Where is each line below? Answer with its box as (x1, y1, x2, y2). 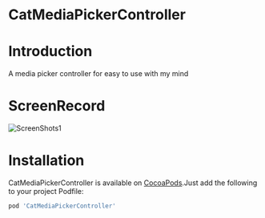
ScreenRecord (8, 97, 106, 115)
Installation (8, 151, 85, 170)
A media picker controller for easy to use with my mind (8, 69, 189, 79)
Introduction (8, 42, 93, 61)
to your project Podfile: (8, 187, 84, 196)
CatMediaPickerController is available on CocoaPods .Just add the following (8, 178, 258, 188)
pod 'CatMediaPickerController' (8, 202, 116, 210)
